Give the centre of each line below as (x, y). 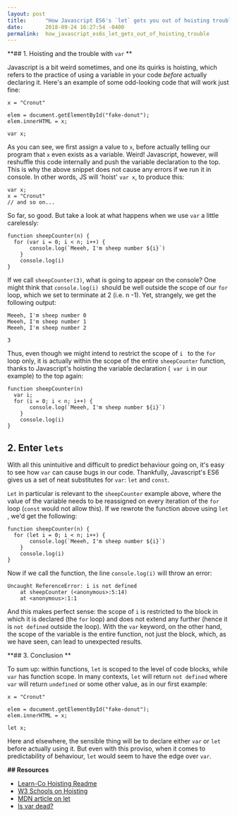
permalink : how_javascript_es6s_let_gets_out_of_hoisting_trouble (109, 34)
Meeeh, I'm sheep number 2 (47, 328)
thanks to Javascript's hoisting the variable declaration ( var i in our (108, 369)
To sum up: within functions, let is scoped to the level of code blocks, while (117, 669)
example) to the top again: (45, 376)
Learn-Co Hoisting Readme (57, 784)
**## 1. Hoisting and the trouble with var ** (70, 54)
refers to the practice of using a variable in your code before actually (107, 75)
